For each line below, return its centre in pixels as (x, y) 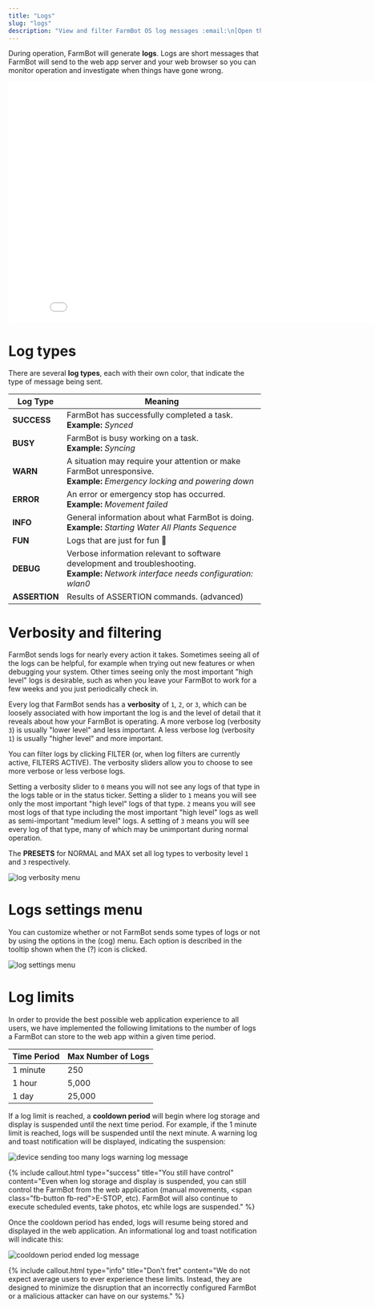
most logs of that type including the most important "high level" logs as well (133, 813)
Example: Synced (100, 425)
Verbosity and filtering (85, 632)
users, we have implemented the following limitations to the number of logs (132, 1028)
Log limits (41, 997)
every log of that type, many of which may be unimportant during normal (128, 830)
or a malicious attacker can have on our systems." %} (97, 1296)
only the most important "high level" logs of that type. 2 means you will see (132, 804)
